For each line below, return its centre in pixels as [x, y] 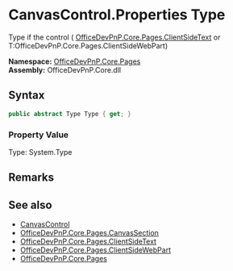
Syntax [27, 96]
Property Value [39, 135]
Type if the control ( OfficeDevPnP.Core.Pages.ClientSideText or [114, 37]
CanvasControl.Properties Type [117, 15]
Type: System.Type [40, 152]
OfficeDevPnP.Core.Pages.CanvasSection [89, 233]
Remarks [31, 178]
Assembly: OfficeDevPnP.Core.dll [65, 69]
